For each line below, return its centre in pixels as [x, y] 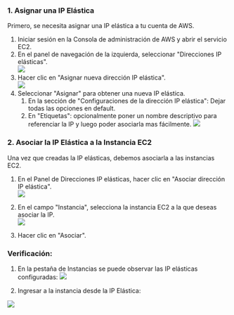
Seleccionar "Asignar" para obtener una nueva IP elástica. [101, 94]
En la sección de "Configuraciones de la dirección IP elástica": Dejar [127, 101]
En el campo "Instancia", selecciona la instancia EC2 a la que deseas [117, 207]
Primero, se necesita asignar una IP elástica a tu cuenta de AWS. [101, 26]
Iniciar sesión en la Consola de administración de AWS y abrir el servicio [122, 39]
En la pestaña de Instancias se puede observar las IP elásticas [108, 269]
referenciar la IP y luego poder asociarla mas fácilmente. [110, 124]
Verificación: [30, 253]
